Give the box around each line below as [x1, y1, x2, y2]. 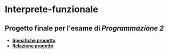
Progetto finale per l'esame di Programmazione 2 [5, 24, 164, 33]
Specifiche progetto [12, 37, 55, 43]
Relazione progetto [12, 43, 54, 49]
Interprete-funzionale [5, 4, 99, 15]
